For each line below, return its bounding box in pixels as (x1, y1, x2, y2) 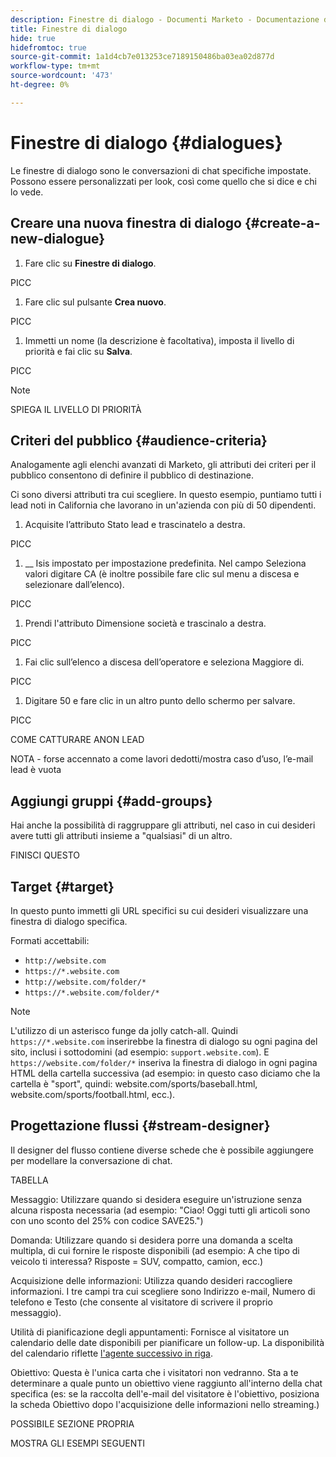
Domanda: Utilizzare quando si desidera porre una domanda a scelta (10, 1234, 293, 1246)
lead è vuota (10, 764, 62, 776)
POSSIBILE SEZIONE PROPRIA (10, 1417, 135, 1430)
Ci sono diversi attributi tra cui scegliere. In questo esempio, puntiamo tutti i (10, 489, 322, 501)
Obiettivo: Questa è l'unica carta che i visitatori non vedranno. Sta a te (10, 1366, 299, 1378)
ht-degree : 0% (10, 80, 70, 90)
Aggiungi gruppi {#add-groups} (10, 792, 213, 810)
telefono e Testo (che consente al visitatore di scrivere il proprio (10, 1296, 273, 1308)
